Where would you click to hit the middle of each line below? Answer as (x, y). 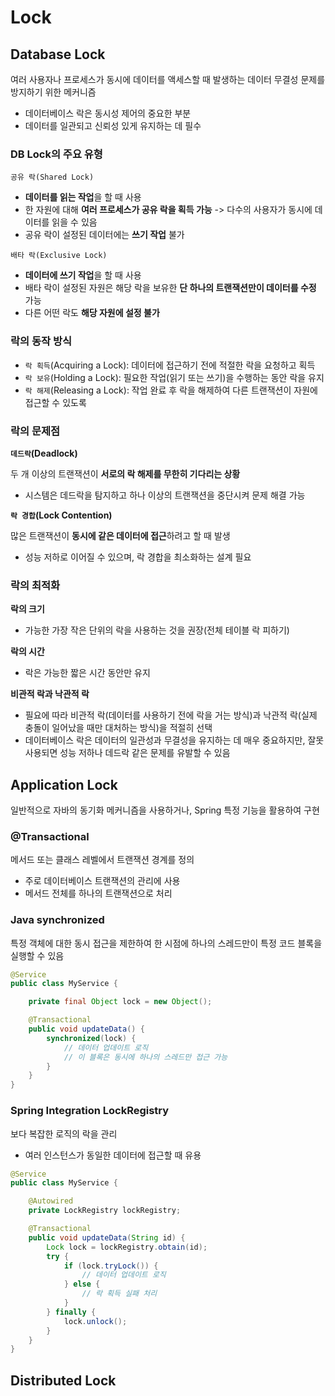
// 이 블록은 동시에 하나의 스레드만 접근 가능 (145, 1057)
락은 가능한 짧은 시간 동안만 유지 (87, 673)
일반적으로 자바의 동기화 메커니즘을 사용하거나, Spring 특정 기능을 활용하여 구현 (165, 810)
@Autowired (51, 1201)
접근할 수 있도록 (55, 402)
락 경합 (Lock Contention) (61, 515)
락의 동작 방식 (41, 341)
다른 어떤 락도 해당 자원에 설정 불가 (92, 313)
